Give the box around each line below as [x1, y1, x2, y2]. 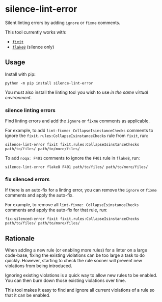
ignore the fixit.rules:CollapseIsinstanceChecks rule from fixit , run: [5, 133, 148, 138]
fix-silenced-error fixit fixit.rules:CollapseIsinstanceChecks [5, 217, 139, 221]
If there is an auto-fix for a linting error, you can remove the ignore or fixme [5, 187, 157, 193]
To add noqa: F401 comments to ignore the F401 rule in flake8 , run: [5, 155, 140, 161]
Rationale [5, 234, 35, 243]
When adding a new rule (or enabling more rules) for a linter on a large [5, 247, 147, 253]
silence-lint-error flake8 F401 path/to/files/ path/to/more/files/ [5, 165, 148, 170]
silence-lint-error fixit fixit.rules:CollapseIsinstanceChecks [5, 142, 139, 147]
